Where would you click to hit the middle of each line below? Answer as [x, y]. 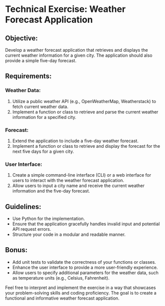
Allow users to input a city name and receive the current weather [78, 186]
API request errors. [31, 229]
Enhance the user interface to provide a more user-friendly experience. [85, 267]
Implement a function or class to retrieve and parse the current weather [85, 112]
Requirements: [28, 76]
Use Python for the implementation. [49, 219]
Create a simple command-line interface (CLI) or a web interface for [82, 175]
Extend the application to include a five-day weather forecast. [75, 141]
